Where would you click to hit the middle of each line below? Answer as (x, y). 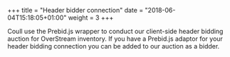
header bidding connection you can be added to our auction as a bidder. (114, 46)
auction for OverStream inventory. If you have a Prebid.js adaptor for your (115, 39)
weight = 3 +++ (91, 18)
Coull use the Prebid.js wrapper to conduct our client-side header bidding (115, 31)
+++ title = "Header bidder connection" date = (75, 10)
